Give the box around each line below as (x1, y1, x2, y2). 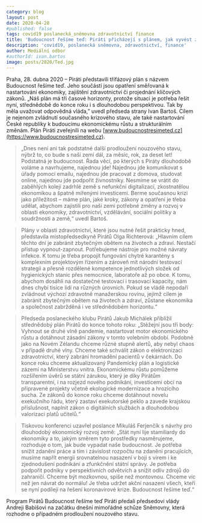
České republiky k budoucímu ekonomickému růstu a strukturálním (6, 120, 173, 127)
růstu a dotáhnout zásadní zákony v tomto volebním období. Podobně (20, 334, 194, 341)
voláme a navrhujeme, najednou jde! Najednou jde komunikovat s (20, 163, 183, 171)
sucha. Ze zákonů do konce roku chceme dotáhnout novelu (20, 391, 168, 398)
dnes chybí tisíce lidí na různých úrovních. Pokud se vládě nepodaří (20, 283, 188, 291)
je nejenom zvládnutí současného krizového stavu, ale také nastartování (6, 113, 185, 121)
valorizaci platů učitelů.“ (20, 410, 81, 417)
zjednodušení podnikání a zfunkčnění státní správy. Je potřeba (20, 460, 177, 467)
